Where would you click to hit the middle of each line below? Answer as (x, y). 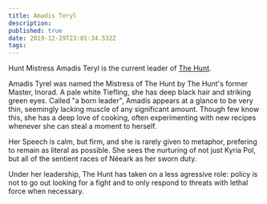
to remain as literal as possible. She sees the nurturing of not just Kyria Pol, (132, 150)
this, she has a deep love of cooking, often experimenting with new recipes (132, 118)
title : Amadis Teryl (43, 16)
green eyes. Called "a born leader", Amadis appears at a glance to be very (131, 101)
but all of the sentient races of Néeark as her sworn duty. (103, 159)
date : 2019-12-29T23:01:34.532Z (62, 38)
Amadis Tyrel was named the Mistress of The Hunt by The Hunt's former (128, 84)
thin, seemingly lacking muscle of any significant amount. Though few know (134, 110)
